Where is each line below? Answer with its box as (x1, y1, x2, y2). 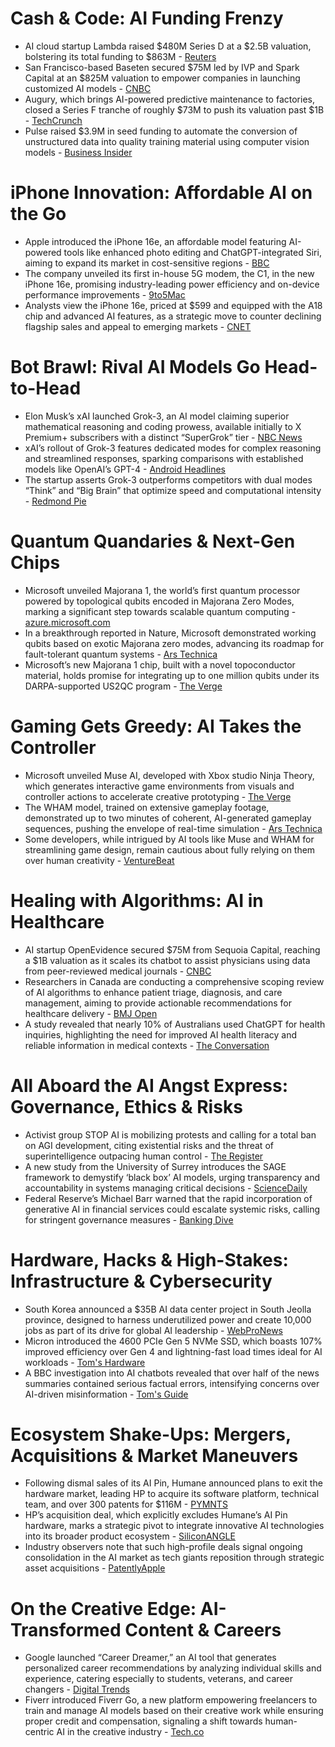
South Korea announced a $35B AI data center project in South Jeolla (24, 1303, 312, 1315)
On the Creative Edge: (10, 1597, 197, 1620)
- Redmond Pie (24, 495, 87, 507)
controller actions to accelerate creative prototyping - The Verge (24, 790, 292, 802)
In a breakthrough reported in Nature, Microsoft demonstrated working (24, 627, 317, 639)
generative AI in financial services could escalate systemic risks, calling (24, 1203, 321, 1215)
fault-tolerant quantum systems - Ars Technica (24, 648, 218, 660)
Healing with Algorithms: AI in (10, 889, 264, 912)
